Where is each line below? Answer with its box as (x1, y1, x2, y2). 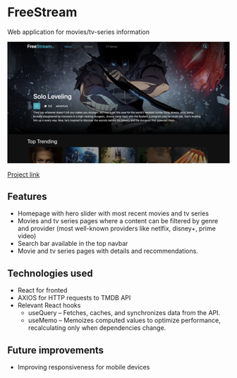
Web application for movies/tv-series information (7, 28, 150, 36)
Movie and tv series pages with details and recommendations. (17, 247, 199, 255)
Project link (7, 170, 40, 179)
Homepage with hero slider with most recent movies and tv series (17, 209, 209, 218)
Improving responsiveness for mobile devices (17, 363, 150, 372)
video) (17, 232, 37, 240)
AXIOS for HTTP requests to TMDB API (17, 294, 131, 302)
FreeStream (7, 4, 78, 20)
